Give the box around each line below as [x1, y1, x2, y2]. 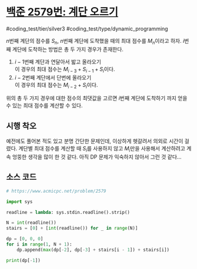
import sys [6, 199, 33, 204]
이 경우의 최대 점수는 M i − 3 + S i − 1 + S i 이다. [14, 65, 115, 74]
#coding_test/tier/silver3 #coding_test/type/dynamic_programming [6, 25, 169, 32]
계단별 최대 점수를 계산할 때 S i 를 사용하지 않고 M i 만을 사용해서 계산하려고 [18, 145, 185, 153]
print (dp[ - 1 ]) [6, 257, 41, 263]
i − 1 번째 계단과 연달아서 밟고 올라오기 [14, 58, 102, 65]
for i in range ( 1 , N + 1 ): [6, 241, 72, 247]
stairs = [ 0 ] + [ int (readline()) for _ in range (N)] [6, 226, 138, 231]
